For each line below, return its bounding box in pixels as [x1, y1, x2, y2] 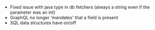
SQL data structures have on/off [9, 20, 76, 26]
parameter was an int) [9, 9, 55, 15]
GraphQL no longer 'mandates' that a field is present [9, 15, 118, 20]
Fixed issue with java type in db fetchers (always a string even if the [9, 4, 150, 10]
